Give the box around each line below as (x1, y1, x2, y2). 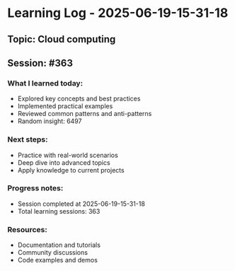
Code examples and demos (17, 256, 98, 265)
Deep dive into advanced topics (17, 158, 111, 167)
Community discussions (17, 248, 88, 257)
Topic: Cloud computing (7, 33, 116, 45)
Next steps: (7, 134, 48, 144)
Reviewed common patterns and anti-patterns (17, 110, 152, 118)
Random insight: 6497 (17, 117, 82, 125)
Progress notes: (7, 183, 64, 193)
